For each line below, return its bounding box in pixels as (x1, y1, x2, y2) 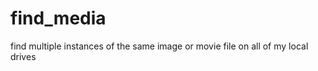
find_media (10, 7, 107, 30)
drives (10, 50, 37, 62)
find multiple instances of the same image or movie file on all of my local (10, 40, 309, 52)
